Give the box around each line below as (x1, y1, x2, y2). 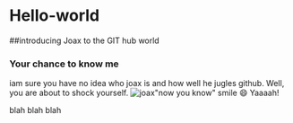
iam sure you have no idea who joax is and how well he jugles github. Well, (9, 78, 285, 89)
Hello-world (9, 5, 100, 26)
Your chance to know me (9, 57, 119, 70)
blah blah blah (9, 105, 62, 116)
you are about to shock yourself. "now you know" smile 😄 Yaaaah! (9, 87, 280, 99)
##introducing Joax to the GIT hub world (9, 35, 159, 46)
